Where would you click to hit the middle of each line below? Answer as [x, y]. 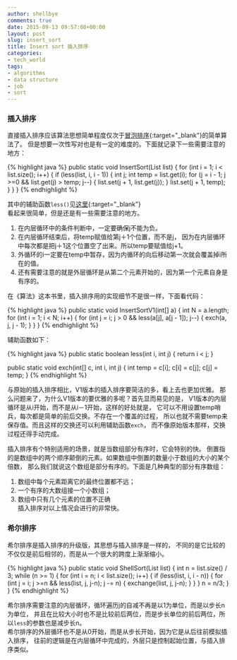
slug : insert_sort [34, 40]
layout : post [26, 34]
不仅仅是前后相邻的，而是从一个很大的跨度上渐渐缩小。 [87, 554]
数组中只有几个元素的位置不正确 [64, 500]
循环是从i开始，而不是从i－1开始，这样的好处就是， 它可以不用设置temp [111, 408]
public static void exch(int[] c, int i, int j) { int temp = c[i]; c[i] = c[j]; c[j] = [113, 367]
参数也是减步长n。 [59, 623]
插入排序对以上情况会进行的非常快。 [70, 508]
